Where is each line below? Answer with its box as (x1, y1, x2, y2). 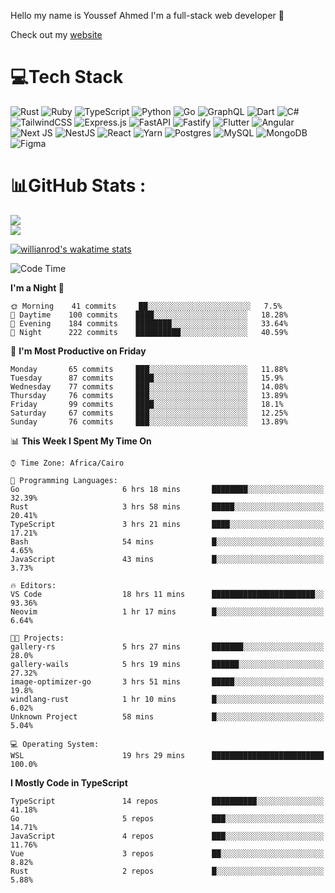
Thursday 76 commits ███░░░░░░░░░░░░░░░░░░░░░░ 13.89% (10, 390, 288, 400)
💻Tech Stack (10, 66, 124, 89)
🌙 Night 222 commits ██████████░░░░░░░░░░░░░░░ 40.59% (10, 327, 288, 337)
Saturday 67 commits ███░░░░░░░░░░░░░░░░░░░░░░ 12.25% (10, 408, 288, 418)
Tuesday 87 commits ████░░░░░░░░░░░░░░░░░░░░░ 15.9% (10, 373, 284, 383)
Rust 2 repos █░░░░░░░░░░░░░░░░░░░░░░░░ (10, 866, 325, 876)
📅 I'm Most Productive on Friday (10, 345, 147, 357)
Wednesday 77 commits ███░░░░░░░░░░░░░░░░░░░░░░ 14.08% (10, 381, 288, 392)
